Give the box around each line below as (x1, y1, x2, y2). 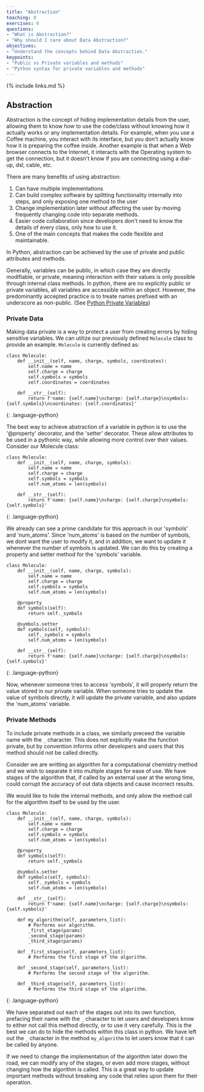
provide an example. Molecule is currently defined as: (6, 341, 140, 348)
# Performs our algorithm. (28, 922, 97, 928)
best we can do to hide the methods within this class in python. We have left (6, 1027, 197, 1035)
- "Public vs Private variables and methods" (6, 60, 123, 66)
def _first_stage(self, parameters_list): (17, 948, 126, 955)
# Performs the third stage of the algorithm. (28, 986, 148, 992)
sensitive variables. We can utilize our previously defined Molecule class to (6, 334, 193, 342)
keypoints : (6, 54, 34, 60)
